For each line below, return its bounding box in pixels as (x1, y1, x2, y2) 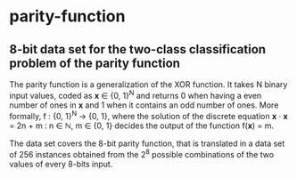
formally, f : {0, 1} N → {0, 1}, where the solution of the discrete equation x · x (9, 109, 288, 121)
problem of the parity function (9, 55, 181, 70)
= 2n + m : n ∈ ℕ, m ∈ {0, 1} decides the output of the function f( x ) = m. (9, 120, 275, 131)
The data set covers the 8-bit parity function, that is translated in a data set (9, 138, 285, 149)
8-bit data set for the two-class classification (9, 42, 266, 57)
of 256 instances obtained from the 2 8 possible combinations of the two (9, 148, 275, 159)
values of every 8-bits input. (9, 158, 113, 169)
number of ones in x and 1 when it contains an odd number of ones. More (9, 100, 279, 110)
